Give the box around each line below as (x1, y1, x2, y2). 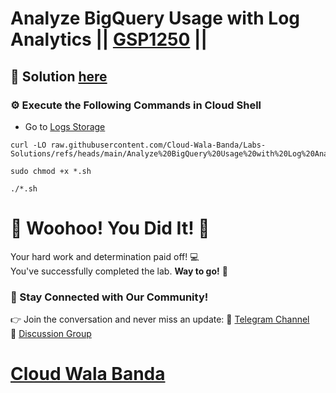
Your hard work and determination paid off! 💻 (10, 250, 200, 262)
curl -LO (10, 140, 47, 150)
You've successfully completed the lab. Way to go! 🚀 (10, 265, 228, 277)
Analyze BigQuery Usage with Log (10, 7, 301, 30)
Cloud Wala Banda (10, 363, 166, 386)
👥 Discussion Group (10, 328, 92, 340)
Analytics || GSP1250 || (10, 28, 208, 51)
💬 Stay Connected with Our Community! (10, 290, 209, 304)
